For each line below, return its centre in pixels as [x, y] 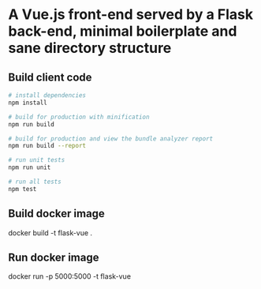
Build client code [50, 77]
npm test [22, 189]
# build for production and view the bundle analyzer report [111, 139]
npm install [28, 103]
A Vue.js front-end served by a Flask [131, 15]
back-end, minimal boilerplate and [123, 31]
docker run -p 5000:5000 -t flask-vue [70, 276]
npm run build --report [47, 146]
